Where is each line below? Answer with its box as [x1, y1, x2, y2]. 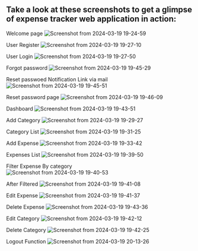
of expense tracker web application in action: [6, 14, 177, 24]
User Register [6, 41, 40, 48]
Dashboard [6, 105, 34, 112]
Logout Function [6, 237, 46, 245]
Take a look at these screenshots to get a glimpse [6, 5, 193, 15]
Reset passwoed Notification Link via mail [6, 75, 108, 82]
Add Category [6, 116, 40, 123]
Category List [6, 128, 40, 135]
